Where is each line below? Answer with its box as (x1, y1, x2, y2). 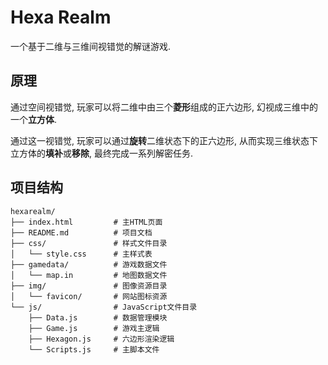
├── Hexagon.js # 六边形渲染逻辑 (28, 334, 175, 344)
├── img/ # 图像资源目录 (10, 281, 168, 291)
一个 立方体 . (10, 113, 58, 125)
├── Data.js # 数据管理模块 (28, 312, 168, 323)
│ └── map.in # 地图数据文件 (10, 270, 168, 280)
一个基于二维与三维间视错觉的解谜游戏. (10, 40, 172, 52)
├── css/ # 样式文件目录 (10, 238, 168, 248)
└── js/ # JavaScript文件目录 (10, 302, 198, 312)
